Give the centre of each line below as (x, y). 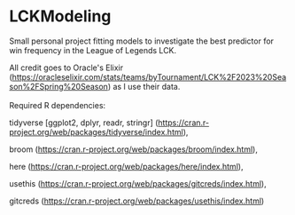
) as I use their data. (144, 86)
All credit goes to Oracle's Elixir (66, 68)
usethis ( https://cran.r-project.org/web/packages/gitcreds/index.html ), (138, 183)
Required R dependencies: (58, 105)
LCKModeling (60, 16)
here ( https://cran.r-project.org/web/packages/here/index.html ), (126, 166)
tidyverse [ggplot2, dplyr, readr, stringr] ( (84, 123)
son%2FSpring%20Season (59, 86)
